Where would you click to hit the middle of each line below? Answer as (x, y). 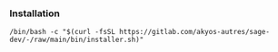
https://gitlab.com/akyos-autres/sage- (195, 32)
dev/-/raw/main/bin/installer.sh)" (77, 40)
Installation (35, 13)
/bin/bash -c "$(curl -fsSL (63, 32)
